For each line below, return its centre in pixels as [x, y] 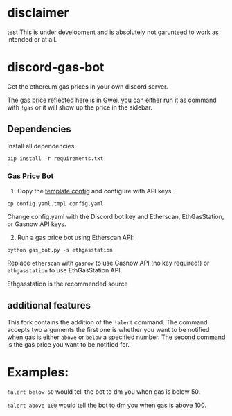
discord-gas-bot [56, 68]
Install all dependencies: [42, 146]
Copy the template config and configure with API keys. [95, 191]
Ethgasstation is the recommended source [68, 284]
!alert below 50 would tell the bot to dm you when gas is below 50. [104, 391]
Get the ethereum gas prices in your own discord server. [88, 86]
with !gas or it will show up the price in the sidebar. [80, 107]
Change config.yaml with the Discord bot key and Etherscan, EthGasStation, [116, 216]
